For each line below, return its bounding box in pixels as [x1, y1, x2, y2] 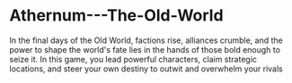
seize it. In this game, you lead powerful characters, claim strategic [9, 54, 258, 64]
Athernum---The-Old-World [9, 5, 224, 26]
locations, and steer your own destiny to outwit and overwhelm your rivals [9, 63, 283, 74]
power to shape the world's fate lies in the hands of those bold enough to [9, 44, 281, 54]
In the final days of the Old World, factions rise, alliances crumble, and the [9, 35, 283, 46]
